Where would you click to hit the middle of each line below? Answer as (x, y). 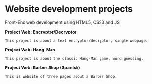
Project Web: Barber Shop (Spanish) (43, 67)
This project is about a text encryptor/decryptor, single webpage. (76, 41)
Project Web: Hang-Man (30, 50)
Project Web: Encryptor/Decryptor (41, 32)
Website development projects (69, 9)
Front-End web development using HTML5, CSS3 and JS (63, 22)
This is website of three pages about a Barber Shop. (61, 76)
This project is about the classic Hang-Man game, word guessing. (74, 59)
